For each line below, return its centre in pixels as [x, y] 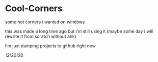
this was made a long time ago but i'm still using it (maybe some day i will [79, 31]
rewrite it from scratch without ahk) [41, 36]
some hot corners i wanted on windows [45, 22]
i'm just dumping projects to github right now [51, 46]
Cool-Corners [34, 8]
